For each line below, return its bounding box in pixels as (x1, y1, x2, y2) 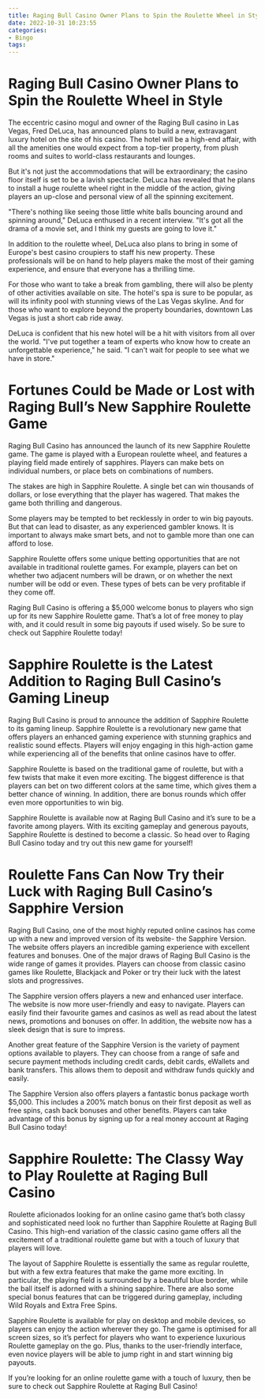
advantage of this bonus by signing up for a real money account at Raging (8, 1114, 248, 1123)
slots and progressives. (8, 976, 84, 985)
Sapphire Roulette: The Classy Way (8, 1150, 244, 1168)
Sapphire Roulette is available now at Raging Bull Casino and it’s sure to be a (8, 812, 256, 822)
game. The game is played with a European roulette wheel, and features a (8, 449, 248, 459)
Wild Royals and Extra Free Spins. (8, 1300, 118, 1310)
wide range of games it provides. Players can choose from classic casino (8, 958, 246, 968)
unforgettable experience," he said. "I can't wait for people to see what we (8, 345, 250, 355)
